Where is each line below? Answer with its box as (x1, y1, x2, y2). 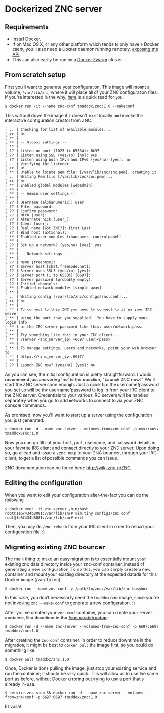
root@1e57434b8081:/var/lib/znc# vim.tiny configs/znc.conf (5, 511, 131, 516)
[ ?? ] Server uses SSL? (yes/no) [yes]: (5, 268, 91, 273)
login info (5, 320, 27, 325)
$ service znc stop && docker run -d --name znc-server (5, 690, 121, 696)
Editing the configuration (5, 479, 83, 487)
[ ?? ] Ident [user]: (5, 221, 49, 226)
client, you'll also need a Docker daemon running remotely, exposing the (12, 47, 158, 52)
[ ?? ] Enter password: (5, 204, 54, 209)
